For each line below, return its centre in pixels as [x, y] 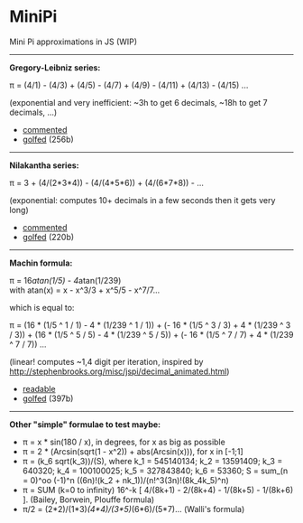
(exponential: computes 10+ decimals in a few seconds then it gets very [142, 200]
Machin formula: [41, 263]
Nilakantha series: [44, 165]
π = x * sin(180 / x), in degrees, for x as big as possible [124, 442]
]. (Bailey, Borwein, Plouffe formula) [88, 500]
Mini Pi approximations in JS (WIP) [73, 42]
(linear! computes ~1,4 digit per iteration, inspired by [106, 361]
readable [39, 388]
